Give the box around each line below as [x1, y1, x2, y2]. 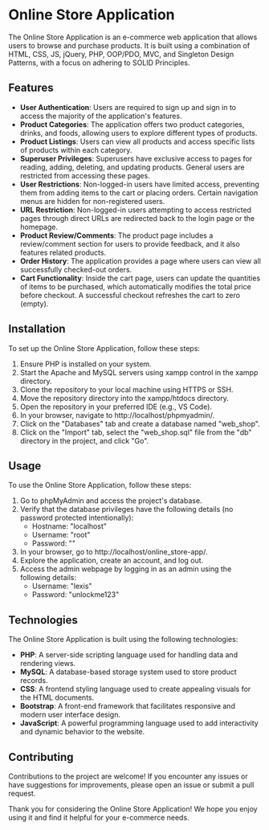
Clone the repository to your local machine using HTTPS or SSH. [19, 384, 234, 395]
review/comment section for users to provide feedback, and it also [19, 239, 241, 248]
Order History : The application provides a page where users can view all [19, 256, 261, 266]
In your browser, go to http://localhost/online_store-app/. [19, 547, 208, 557]
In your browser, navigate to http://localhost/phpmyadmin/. [19, 410, 215, 419]
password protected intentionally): [19, 513, 134, 523]
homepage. [19, 222, 59, 231]
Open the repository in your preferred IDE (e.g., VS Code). [19, 402, 213, 411]
